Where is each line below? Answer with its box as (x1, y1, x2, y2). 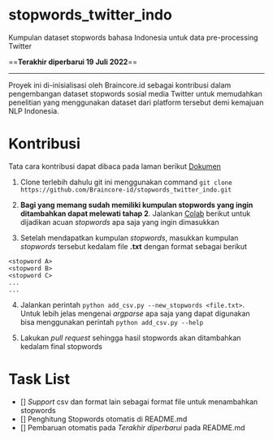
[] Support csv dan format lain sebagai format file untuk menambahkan (19, 396, 258, 407)
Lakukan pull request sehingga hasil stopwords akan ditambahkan (19, 333, 241, 343)
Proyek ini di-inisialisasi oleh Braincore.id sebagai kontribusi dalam (8, 80, 232, 90)
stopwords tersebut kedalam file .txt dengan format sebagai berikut (19, 241, 248, 251)
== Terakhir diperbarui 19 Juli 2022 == (8, 57, 138, 67)
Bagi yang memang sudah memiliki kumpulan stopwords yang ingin (19, 200, 253, 209)
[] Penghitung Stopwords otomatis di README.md (19, 414, 188, 424)
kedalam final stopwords (19, 341, 103, 351)
